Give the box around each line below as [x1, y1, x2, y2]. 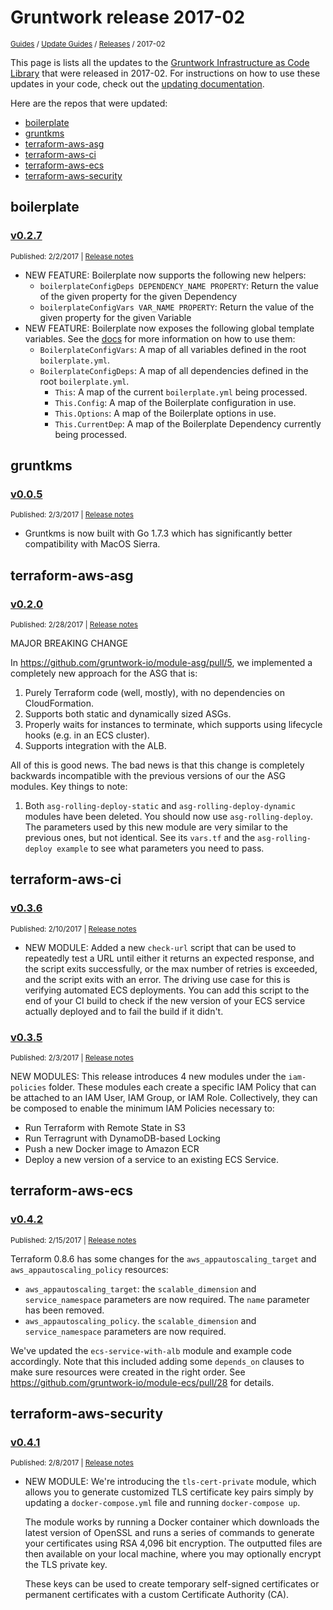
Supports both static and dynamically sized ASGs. [24, 708, 232, 720]
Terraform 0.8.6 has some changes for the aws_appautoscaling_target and [10, 1252, 317, 1265]
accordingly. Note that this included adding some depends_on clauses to [10, 1355, 305, 1367]
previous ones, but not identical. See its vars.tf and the [24, 832, 256, 843]
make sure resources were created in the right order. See [10, 1366, 246, 1378]
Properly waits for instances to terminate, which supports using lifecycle [24, 719, 323, 730]
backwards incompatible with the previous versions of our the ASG [10, 770, 287, 781]
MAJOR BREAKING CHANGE [10, 637, 128, 649]
